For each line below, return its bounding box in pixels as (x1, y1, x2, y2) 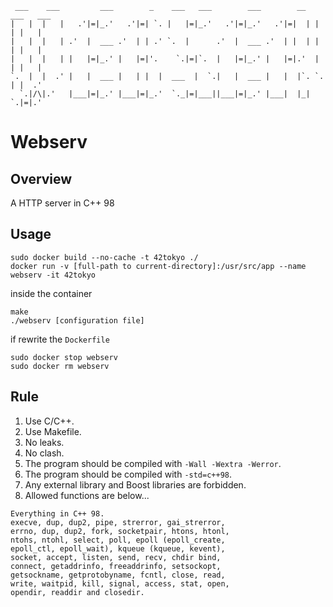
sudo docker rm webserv (10, 361, 110, 371)
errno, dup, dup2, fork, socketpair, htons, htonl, (10, 526, 230, 536)
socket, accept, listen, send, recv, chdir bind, (10, 552, 222, 562)
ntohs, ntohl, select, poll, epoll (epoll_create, (10, 535, 226, 545)
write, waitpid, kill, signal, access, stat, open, (10, 578, 230, 589)
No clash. (24, 447, 65, 459)
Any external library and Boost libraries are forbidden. (24, 478, 247, 491)
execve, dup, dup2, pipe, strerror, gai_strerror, (10, 517, 226, 527)
